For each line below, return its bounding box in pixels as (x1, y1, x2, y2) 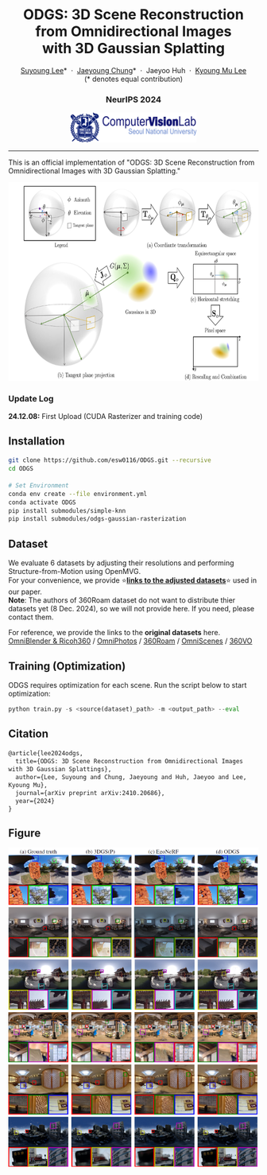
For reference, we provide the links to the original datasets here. (8, 628, 221, 638)
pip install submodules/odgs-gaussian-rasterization (8, 515, 187, 523)
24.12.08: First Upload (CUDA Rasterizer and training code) (8, 411, 203, 421)
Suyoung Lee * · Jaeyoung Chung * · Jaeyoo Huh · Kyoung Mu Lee (20, 65, 247, 75)
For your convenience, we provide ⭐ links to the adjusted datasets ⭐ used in (8, 576, 257, 585)
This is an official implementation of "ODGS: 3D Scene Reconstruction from (8, 157, 255, 168)
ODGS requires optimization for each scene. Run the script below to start (8, 680, 247, 689)
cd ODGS (8, 465, 34, 473)
